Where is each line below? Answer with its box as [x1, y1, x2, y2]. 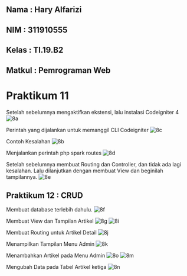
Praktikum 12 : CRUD [6, 190, 84, 200]
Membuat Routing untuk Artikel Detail [6, 229, 97, 236]
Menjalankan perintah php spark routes [6, 149, 102, 156]
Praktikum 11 [6, 89, 69, 102]
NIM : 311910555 [6, 25, 68, 35]
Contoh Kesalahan [6, 137, 51, 145]
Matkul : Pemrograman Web [6, 65, 111, 75]
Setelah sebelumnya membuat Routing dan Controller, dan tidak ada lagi [6, 161, 182, 168]
